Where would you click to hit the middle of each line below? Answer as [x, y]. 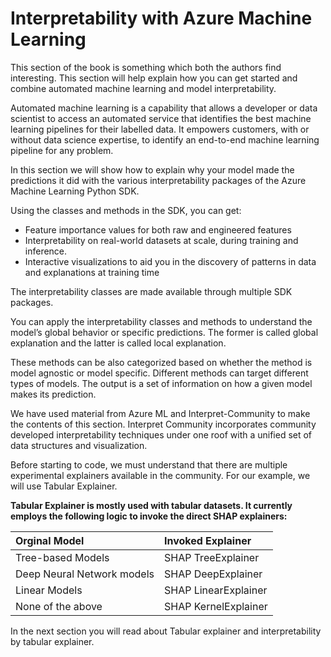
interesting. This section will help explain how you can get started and [154, 78]
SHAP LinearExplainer [215, 590]
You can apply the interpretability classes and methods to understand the [161, 321]
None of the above [59, 606]
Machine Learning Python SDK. [75, 191]
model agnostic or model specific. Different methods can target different [159, 373]
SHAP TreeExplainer [211, 557]
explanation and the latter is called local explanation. [118, 343]
